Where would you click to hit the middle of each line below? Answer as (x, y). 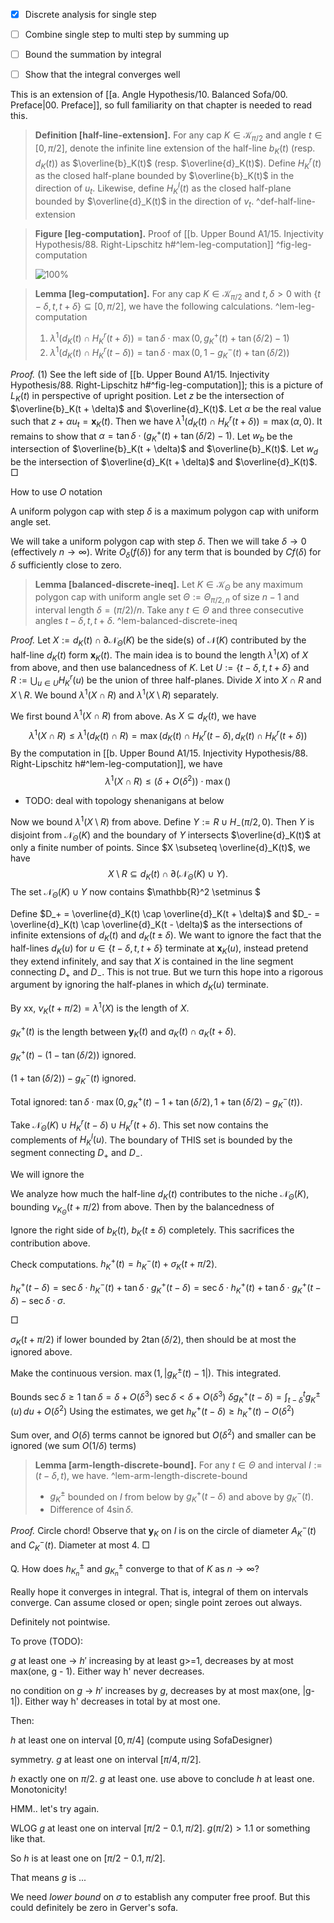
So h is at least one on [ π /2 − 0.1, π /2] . (88, 1858)
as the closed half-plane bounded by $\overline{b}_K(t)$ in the (164, 176)
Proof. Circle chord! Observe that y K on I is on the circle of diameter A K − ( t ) (163, 1530)
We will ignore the (47, 1175)
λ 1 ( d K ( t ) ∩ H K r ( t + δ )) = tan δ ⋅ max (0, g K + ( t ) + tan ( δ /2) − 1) (169, 338)
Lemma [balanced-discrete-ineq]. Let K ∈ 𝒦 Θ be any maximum (168, 585)
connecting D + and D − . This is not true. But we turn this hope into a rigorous (167, 972)
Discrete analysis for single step (90, 14)
